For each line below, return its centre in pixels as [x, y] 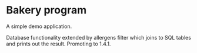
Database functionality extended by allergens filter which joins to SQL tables [98, 37]
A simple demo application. [39, 26]
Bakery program [46, 10]
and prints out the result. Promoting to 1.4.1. [59, 44]
